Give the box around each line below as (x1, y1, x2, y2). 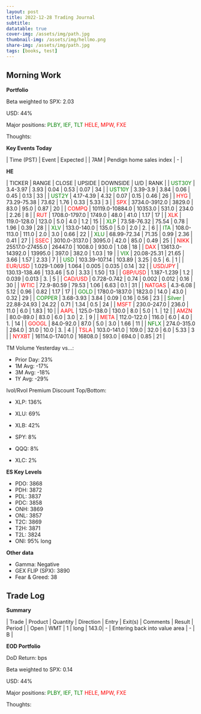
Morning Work (6, 70, 61, 81)
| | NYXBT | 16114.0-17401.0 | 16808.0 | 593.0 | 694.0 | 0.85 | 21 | (6, 332, 165, 340)
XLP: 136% (14, 398, 42, 406)
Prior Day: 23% (14, 356, 53, 363)
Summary (6, 606, 31, 614)
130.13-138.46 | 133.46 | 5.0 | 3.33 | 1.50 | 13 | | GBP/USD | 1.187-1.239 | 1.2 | (6, 269, 193, 276)
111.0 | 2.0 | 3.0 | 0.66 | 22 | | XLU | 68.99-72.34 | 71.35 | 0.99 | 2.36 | (23, 230, 193, 237)
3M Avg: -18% (14, 368, 50, 376)
